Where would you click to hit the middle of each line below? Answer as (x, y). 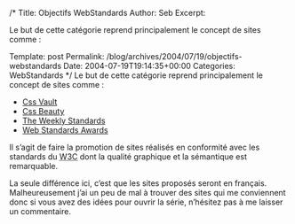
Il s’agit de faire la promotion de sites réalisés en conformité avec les (135, 147)
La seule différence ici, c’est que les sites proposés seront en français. (138, 183)
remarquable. (34, 166)
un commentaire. (40, 211)
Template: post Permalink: (57, 56)
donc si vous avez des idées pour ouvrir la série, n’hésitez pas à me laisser (146, 202)
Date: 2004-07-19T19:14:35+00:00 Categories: (149, 66)
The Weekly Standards (64, 120)
